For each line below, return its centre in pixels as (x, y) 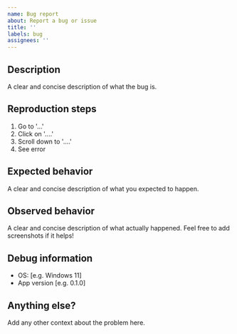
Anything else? (42, 305)
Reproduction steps (52, 109)
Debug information (50, 258)
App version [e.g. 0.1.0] (52, 283)
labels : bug (25, 34)
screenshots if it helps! (41, 236)
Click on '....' (36, 133)
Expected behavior (50, 172)
